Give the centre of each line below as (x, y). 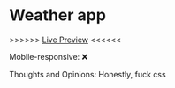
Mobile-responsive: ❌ (49, 56)
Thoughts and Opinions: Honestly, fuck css (87, 74)
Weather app (57, 15)
